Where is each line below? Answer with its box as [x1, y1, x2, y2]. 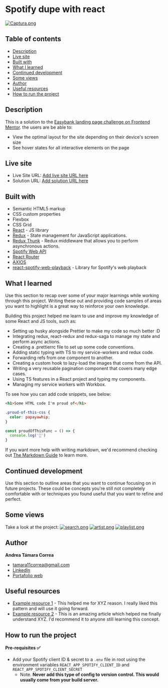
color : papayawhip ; [10, 414, 51, 419]
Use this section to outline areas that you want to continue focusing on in [5, 480, 156, 486]
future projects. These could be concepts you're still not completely [5, 485, 145, 491]
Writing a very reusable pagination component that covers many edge [12, 366, 157, 371]
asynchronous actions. [12, 243, 60, 249]
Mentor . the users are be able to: [5, 124, 73, 130]
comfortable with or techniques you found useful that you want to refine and [5, 490, 163, 496]
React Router [12, 254, 40, 260]
